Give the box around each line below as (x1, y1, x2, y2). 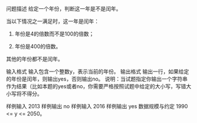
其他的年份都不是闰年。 (6, 56, 63, 62)
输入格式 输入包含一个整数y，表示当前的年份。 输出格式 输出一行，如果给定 (6, 68, 189, 75)
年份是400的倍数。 (14, 43, 61, 50)
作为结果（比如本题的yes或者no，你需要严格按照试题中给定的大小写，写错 (6, 83, 186, 90)
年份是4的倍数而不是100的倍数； (14, 30, 94, 37)
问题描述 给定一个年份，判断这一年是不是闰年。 (6, 5, 122, 12)
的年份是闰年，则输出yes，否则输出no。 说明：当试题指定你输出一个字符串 (6, 76, 188, 82)
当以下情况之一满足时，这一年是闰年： (6, 18, 99, 25)
